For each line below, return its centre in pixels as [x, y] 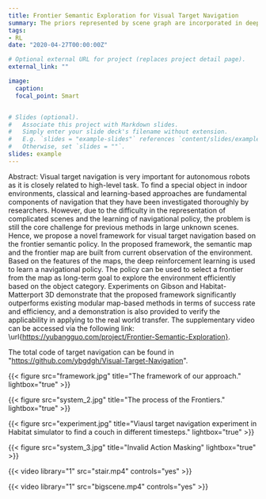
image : [19, 81]
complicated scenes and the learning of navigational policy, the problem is [129, 218]
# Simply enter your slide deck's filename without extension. [118, 132]
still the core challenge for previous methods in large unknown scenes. [123, 227]
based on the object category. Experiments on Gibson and [103, 286]
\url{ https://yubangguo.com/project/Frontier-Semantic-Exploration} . [120, 336]
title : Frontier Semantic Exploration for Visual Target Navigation [123, 15]
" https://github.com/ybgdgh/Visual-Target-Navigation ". [98, 360]
